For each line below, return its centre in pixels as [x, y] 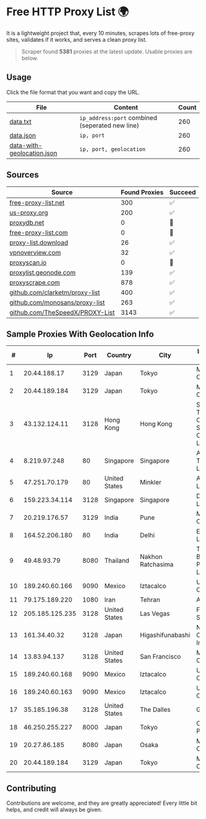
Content [126, 107]
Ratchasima [157, 565]
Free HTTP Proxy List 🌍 [68, 12]
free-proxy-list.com [39, 232]
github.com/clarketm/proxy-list [55, 292]
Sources [23, 175]
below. [30, 58]
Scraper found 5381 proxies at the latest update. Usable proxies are [107, 51]
